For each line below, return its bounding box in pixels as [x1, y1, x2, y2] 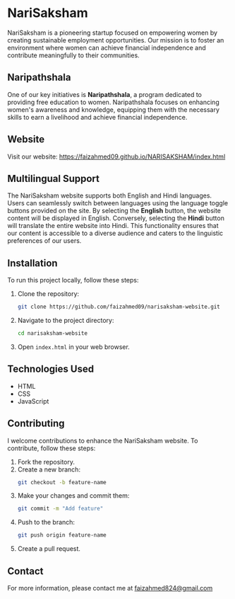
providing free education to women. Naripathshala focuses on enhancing [7, 98, 220, 106]
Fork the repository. [17, 457, 76, 466]
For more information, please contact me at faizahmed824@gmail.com [7, 584, 213, 592]
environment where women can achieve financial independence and [7, 43, 206, 52]
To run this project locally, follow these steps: [7, 276, 139, 285]
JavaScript [17, 397, 49, 405]
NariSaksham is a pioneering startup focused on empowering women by [7, 28, 217, 37]
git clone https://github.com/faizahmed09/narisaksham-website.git [17, 303, 220, 311]
